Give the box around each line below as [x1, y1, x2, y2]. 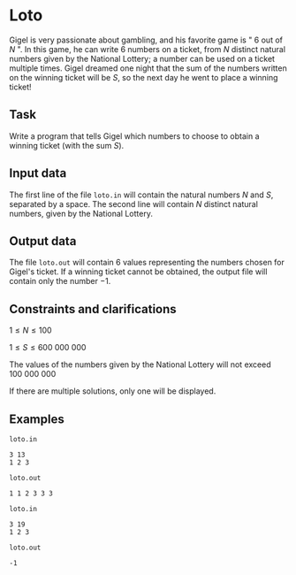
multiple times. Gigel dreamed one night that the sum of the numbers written [9, 63, 287, 73]
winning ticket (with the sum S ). [9, 140, 125, 150]
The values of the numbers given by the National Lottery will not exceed [9, 359, 271, 370]
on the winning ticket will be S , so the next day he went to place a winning [9, 72, 278, 82]
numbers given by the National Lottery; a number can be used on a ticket [9, 53, 276, 64]
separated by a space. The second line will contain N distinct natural [9, 198, 259, 209]
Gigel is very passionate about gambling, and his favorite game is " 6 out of [9, 34, 283, 45]
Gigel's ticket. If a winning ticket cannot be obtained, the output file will [9, 266, 268, 277]
